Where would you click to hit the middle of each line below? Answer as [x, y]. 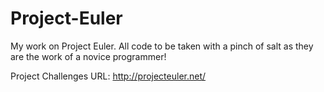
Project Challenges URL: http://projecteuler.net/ [108, 76]
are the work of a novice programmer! [88, 56]
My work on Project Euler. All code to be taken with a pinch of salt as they [162, 46]
